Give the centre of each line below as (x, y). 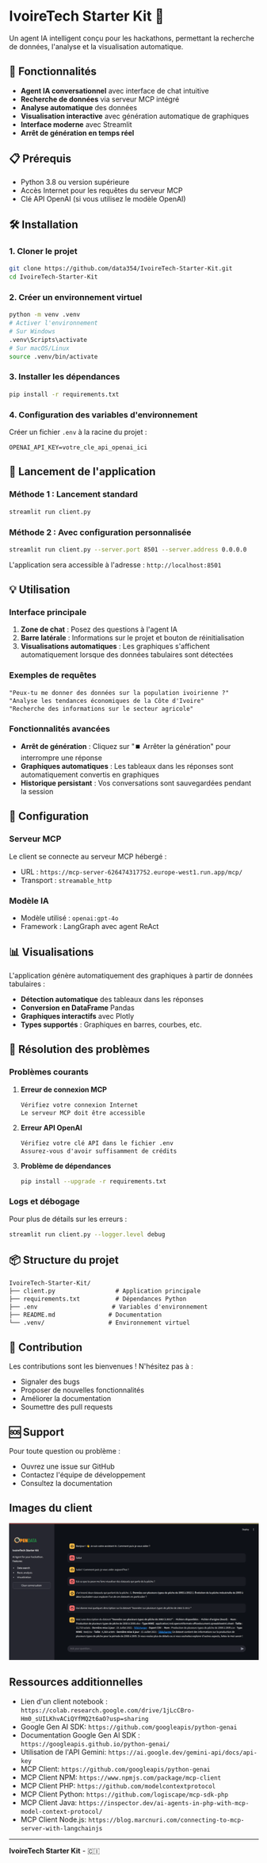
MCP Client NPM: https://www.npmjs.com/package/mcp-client (120, 1777)
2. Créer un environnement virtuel (76, 297)
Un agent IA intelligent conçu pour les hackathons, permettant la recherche (132, 38)
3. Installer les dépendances (65, 377)
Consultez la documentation (67, 1483)
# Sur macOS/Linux (39, 348)
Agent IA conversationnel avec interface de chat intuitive (114, 90)
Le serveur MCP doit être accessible (83, 1113)
